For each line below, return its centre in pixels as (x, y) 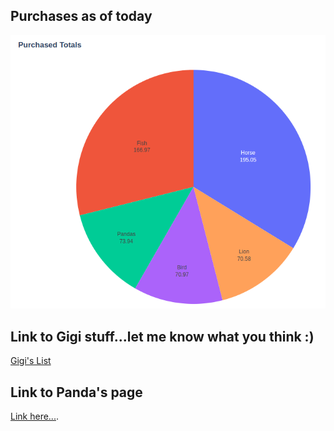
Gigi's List (31, 361)
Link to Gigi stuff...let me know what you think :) (162, 336)
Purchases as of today (81, 16)
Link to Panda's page (76, 392)
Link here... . (34, 416)
